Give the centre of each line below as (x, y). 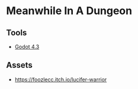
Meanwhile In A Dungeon (69, 11)
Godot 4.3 (27, 47)
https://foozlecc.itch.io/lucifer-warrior (61, 79)
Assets (19, 65)
